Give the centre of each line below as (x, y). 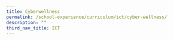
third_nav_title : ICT (33, 28)
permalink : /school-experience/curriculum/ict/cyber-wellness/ (87, 17)
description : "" (26, 22)
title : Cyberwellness (33, 11)
